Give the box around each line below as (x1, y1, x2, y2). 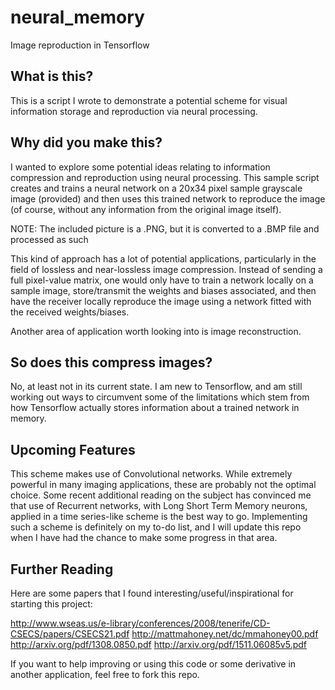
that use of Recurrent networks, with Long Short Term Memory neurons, (10, 500, 308, 512)
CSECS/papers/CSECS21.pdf (10, 628, 130, 640)
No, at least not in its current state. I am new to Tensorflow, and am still (10, 381, 303, 393)
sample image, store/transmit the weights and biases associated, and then (10, 284, 317, 296)
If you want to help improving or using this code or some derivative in (10, 658, 297, 670)
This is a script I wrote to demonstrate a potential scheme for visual (10, 94, 288, 106)
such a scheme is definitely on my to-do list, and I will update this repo (10, 521, 302, 533)
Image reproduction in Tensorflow (10, 39, 150, 51)
